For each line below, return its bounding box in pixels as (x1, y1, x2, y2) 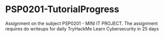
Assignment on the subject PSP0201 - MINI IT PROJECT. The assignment (5, 20, 158, 26)
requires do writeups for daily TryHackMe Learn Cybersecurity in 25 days (5, 25, 159, 31)
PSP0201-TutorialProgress (5, 4, 119, 15)
